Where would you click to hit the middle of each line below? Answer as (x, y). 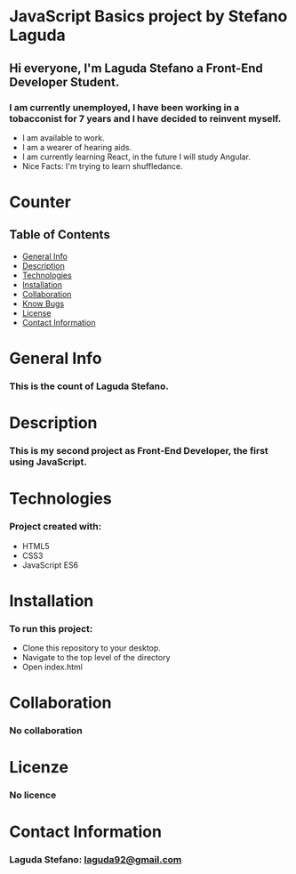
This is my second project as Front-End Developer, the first (139, 451)
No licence (33, 796)
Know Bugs (43, 303)
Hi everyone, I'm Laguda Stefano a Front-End (136, 68)
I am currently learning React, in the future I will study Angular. (136, 157)
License (36, 312)
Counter (40, 202)
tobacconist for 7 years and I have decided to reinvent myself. (145, 118)
